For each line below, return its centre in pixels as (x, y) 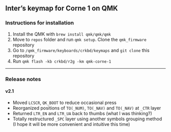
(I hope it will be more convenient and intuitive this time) (71, 124)
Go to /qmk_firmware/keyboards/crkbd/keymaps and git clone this (81, 50)
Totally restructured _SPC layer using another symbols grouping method (87, 119)
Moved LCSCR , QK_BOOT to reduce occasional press (65, 102)
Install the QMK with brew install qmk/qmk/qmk (62, 34)
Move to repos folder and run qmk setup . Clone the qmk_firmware (79, 39)
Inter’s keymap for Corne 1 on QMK (62, 8)
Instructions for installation (40, 23)
